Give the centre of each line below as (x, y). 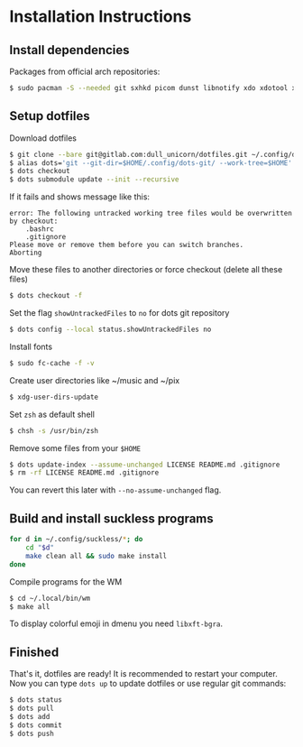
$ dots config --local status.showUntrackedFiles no (110, 330)
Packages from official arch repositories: (85, 71)
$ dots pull (32, 709)
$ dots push (32, 733)
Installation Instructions (101, 17)
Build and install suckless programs (111, 518)
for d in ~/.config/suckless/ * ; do (76, 539)
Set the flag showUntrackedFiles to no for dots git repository (119, 313)
